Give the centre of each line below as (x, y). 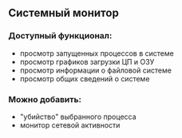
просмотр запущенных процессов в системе (97, 53)
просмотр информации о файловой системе (95, 70)
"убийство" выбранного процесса (78, 116)
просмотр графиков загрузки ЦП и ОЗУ (87, 61)
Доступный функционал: (60, 36)
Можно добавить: (45, 99)
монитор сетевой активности (70, 125)
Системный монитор (64, 13)
